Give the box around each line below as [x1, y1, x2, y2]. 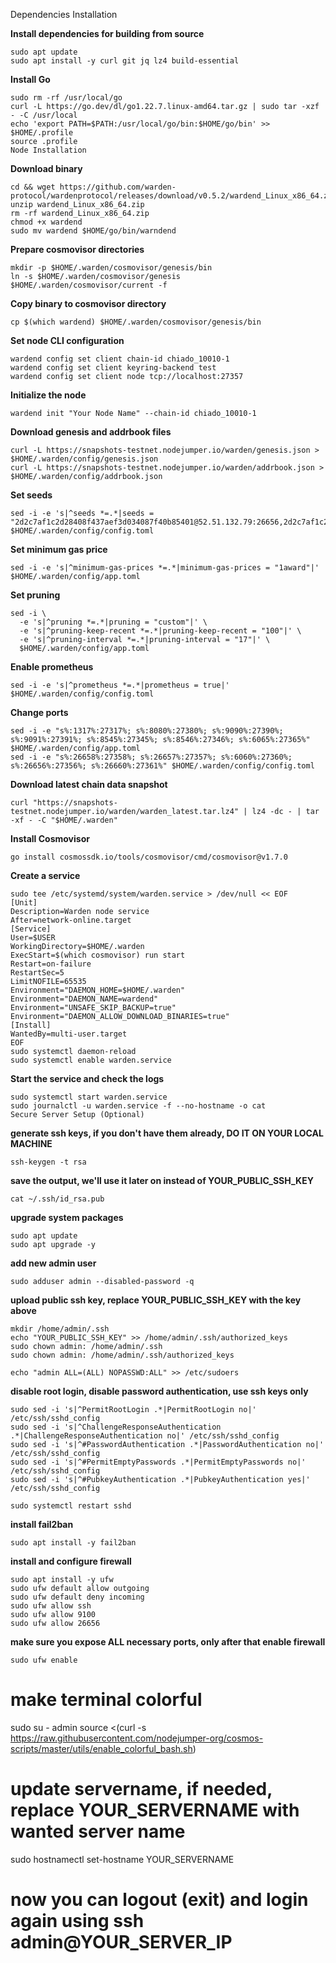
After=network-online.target [10, 915, 132, 925]
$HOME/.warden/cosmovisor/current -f [10, 280, 168, 290]
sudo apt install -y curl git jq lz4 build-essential [10, 56, 240, 66]
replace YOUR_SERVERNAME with [10, 1799, 300, 1822]
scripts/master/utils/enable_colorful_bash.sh [10, 1742, 193, 1754]
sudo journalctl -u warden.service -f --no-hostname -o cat [10, 1101, 267, 1111]
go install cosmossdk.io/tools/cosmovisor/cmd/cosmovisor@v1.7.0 [10, 852, 288, 862]
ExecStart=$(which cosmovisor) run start [10, 950, 186, 960]
